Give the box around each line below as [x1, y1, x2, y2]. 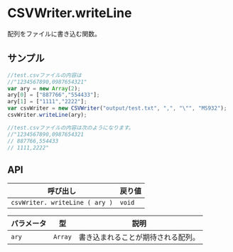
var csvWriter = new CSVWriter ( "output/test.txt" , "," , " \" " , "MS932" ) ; [7, 105, 227, 112]
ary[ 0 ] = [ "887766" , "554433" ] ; [7, 91, 100, 99]
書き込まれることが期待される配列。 [78, 233, 200, 243]
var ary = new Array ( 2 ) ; [7, 85, 81, 92]
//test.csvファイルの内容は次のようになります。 [7, 124, 134, 131]
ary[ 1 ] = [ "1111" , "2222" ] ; [7, 98, 87, 105]
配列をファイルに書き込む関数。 [7, 29, 101, 38]
